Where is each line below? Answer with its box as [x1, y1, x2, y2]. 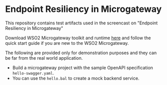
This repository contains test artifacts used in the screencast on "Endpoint [5, 20, 158, 26]
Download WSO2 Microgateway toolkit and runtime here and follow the [5, 35, 151, 41]
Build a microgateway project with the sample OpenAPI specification [12, 65, 154, 71]
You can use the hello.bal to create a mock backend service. [12, 75, 140, 81]
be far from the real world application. [5, 55, 83, 61]
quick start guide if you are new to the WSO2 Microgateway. [5, 40, 129, 46]
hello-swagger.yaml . [12, 70, 54, 76]
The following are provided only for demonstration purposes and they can [5, 50, 157, 56]
